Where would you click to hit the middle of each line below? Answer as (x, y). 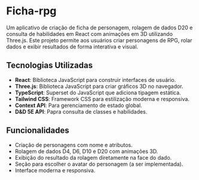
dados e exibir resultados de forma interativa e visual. (72, 47)
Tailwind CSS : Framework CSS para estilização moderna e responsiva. (102, 99)
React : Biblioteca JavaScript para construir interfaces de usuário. (95, 80)
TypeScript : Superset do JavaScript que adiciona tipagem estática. (98, 92)
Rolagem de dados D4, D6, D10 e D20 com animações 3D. (86, 151)
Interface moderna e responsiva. (55, 170)
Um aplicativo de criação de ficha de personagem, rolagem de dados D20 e (99, 28)
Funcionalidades (38, 131)
